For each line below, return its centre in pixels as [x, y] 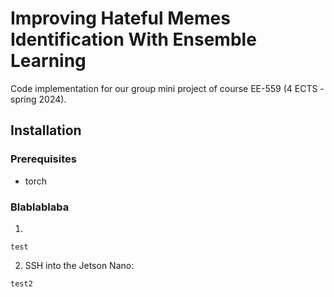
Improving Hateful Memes [120, 18]
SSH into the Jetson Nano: [79, 265]
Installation [46, 130]
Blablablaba [40, 207]
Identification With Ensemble [133, 39]
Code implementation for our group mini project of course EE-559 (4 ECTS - [167, 88]
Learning [48, 61]
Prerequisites [43, 159]
